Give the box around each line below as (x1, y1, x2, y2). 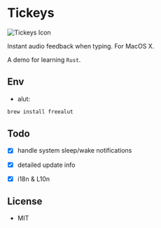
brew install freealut (7, 108, 73, 115)
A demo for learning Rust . (7, 55, 81, 64)
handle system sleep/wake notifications (17, 146, 132, 155)
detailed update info (17, 160, 76, 169)
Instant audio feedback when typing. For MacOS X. (7, 42, 155, 50)
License (7, 196, 43, 208)
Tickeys (7, 5, 55, 21)
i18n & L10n (17, 175, 50, 183)
